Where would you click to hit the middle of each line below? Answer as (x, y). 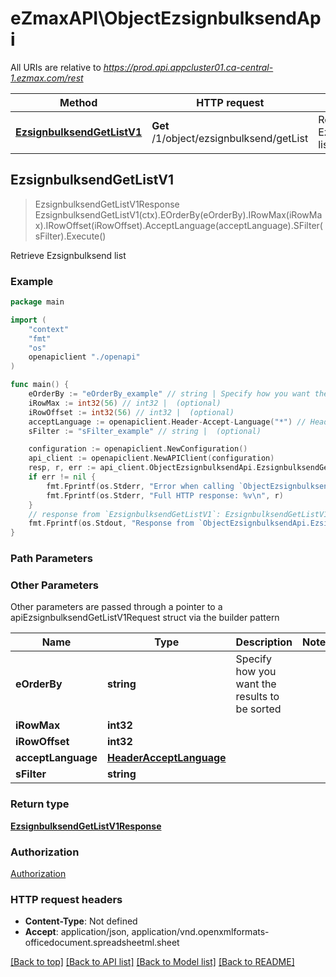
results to (257, 697)
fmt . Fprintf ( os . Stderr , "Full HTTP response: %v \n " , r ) (165, 495)
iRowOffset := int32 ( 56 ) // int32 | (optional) (131, 412)
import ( (28, 320)
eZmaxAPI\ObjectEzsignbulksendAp (166, 18)
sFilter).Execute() (70, 236)
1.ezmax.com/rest (47, 78)
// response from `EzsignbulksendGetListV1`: (125, 514)
